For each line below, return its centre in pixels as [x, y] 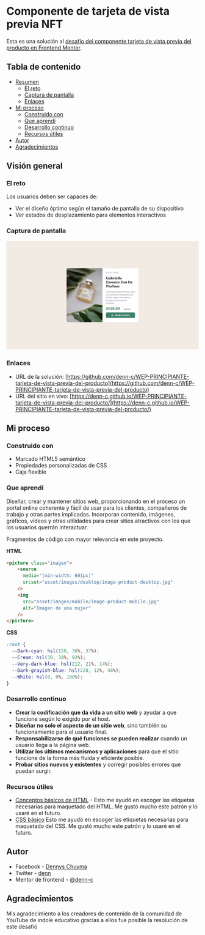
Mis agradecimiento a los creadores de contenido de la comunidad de [94, 914]
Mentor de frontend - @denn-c [54, 879]
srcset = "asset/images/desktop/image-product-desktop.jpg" [98, 583]
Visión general [34, 166]
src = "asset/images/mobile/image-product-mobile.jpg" [91, 602]
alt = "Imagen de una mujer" [57, 608]
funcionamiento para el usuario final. [61, 732]
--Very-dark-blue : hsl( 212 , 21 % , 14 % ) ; [63, 664]
